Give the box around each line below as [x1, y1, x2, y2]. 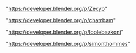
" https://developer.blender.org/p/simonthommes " [6, 40, 131, 47]
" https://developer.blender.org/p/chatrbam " [6, 17, 116, 23]
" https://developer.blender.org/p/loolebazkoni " [6, 28, 124, 36]
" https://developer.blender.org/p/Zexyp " [6, 5, 108, 12]
